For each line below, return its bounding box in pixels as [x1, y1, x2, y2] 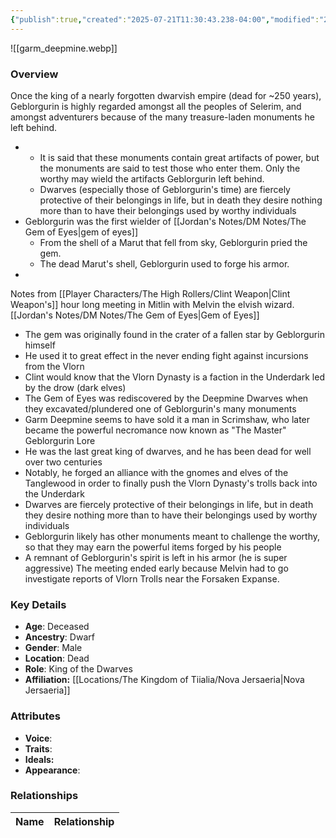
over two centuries [24, 456, 103, 468]
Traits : [24, 742, 53, 755]
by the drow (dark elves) [24, 381, 127, 393]
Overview [10, 67, 59, 81]
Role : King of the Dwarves [24, 663, 133, 675]
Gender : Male [24, 642, 83, 654]
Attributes [10, 709, 61, 723]
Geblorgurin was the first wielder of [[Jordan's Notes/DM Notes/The [24, 215, 307, 227]
